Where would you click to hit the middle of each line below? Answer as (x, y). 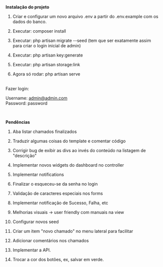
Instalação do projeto (27, 7)
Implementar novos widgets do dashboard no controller (68, 165)
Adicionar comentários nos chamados (51, 240)
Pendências (18, 122)
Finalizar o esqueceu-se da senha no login (55, 184)
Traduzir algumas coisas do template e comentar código (69, 141)
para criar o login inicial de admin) (47, 46)
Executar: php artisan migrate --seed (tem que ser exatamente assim (82, 40)
